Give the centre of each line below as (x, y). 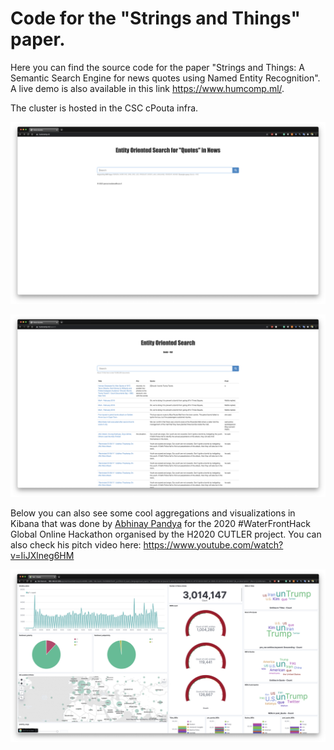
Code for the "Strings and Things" (155, 18)
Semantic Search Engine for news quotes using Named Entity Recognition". (165, 78)
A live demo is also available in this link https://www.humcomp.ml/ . (147, 88)
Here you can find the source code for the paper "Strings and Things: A (157, 67)
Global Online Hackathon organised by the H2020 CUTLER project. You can (166, 534)
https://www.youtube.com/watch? (213, 544)
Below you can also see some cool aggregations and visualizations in (153, 513)
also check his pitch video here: (76, 544)
